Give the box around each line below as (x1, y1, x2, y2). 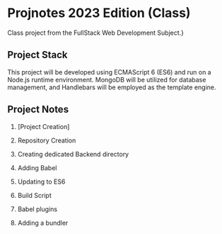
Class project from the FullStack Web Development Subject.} (7, 28, 185, 37)
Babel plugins (17, 204, 58, 213)
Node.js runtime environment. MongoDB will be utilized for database (7, 75, 206, 84)
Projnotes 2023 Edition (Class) (7, 5, 191, 21)
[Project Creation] (17, 122, 70, 130)
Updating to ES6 (17, 177, 66, 186)
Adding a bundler (17, 218, 69, 227)
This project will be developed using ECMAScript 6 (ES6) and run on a (7, 67, 211, 76)
